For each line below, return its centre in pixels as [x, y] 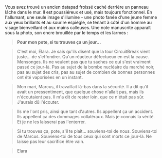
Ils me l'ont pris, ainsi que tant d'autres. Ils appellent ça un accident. [85, 111]
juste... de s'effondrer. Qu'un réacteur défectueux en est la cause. [83, 57]
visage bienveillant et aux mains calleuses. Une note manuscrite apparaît [78, 28]
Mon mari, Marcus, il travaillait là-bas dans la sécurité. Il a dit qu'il [82, 87]
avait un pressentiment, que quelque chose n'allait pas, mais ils [81, 92]
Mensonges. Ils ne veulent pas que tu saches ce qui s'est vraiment [84, 62]
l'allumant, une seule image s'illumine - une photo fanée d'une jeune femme [81, 17]
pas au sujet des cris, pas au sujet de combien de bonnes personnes [86, 72]
